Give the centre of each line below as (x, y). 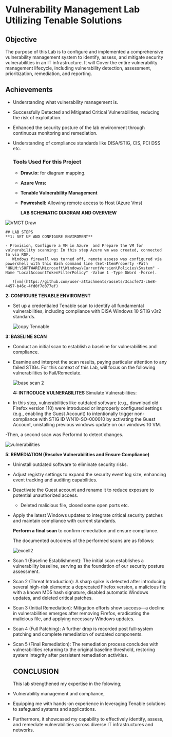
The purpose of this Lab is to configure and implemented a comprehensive (84, 52)
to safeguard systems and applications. (54, 709)
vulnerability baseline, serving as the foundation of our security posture (88, 566)
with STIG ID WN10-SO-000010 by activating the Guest (97, 419)
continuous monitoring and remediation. (55, 133)
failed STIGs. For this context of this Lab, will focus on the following (84, 367)
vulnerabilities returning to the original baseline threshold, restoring (84, 650)
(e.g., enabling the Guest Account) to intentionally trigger (73, 414)
